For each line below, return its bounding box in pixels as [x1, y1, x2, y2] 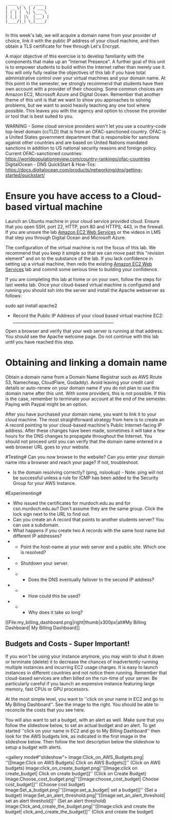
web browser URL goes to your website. [5, 443, 90, 450]
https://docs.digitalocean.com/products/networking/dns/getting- [5, 167, 143, 173]
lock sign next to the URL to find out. [12, 511, 90, 517]
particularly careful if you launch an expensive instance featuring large [5, 680, 155, 686]
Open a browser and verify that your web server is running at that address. [5, 328, 163, 334]
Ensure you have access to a [5, 190, 129, 202]
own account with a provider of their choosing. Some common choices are [5, 86, 163, 92]
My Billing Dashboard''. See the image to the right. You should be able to [5, 701, 159, 707]
